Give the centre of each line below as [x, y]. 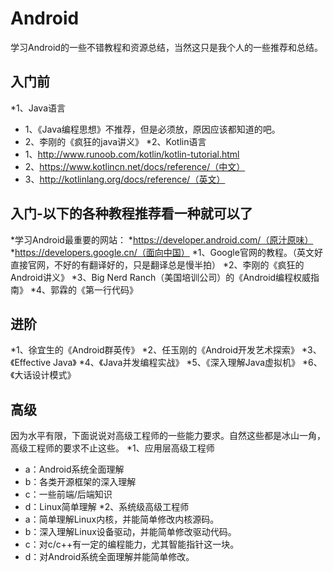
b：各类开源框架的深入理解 [80, 482]
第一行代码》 [112, 289]
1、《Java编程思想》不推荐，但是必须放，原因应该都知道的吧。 [152, 129]
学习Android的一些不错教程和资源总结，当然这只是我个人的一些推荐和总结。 [166, 47]
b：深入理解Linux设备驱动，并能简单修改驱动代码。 [130, 532]
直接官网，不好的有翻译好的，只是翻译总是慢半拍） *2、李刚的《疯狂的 [157, 264]
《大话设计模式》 [43, 375]
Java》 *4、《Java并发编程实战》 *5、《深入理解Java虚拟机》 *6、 [188, 363]
